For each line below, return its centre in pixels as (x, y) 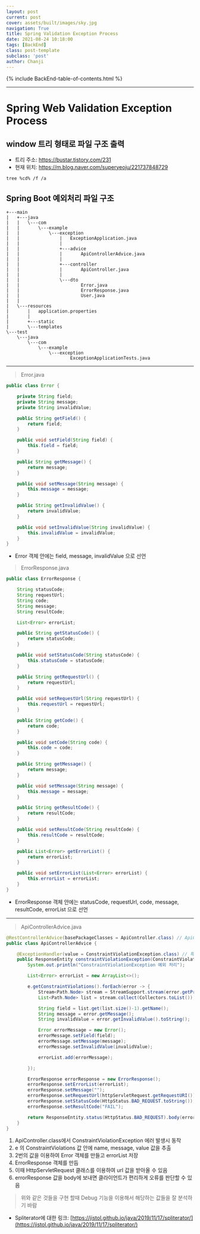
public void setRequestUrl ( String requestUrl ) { (78, 699)
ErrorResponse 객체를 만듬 (47, 1163)
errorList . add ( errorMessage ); (75, 1057)
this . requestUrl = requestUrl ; (66, 704)
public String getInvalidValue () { (61, 506)
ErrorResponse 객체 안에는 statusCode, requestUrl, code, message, (97, 902)
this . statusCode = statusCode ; (66, 660)
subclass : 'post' (28, 56)
